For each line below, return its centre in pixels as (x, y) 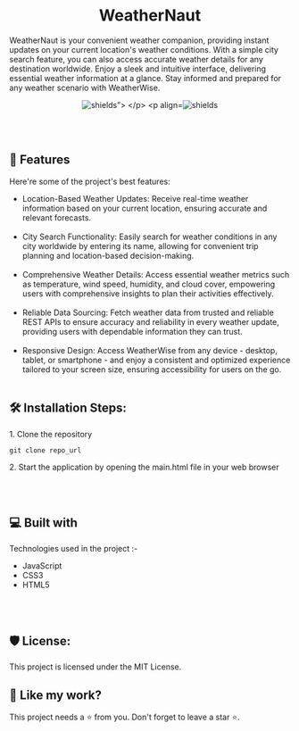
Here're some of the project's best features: (90, 181)
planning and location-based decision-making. (108, 255)
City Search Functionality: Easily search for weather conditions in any (149, 237)
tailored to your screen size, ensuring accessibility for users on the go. (152, 369)
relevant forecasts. (57, 217)
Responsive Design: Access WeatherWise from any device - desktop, (150, 350)
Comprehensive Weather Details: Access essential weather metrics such (156, 274)
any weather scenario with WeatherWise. (85, 87)
